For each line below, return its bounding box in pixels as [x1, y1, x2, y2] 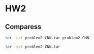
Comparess [5, 23, 42, 31]
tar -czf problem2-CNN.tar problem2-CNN [5, 35, 90, 40]
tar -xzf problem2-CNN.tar [5, 44, 61, 49]
